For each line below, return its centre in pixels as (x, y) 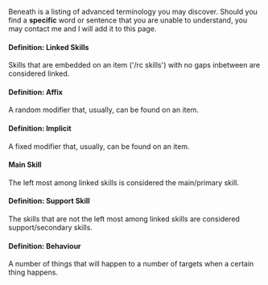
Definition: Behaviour (45, 246)
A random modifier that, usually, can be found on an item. (103, 110)
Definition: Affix (35, 92)
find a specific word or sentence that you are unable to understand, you (128, 20)
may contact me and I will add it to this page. (82, 29)
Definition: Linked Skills (49, 47)
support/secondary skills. (50, 228)
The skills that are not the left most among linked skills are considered (124, 219)
